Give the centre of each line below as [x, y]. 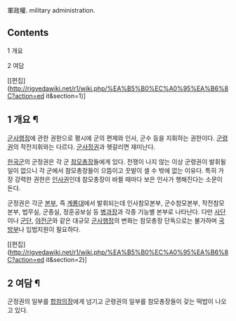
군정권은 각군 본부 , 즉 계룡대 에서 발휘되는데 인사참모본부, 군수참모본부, [104, 203]
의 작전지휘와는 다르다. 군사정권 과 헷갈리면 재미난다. [84, 147]
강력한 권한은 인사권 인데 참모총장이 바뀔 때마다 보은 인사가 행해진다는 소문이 [119, 179]
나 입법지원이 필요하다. [50, 229]
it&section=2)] [66, 259]
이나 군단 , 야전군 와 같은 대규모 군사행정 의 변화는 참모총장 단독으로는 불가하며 [112, 221]
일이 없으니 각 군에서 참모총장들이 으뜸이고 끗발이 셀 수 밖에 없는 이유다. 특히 [112, 170]
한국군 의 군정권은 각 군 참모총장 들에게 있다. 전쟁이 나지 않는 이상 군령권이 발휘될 [117, 162]
